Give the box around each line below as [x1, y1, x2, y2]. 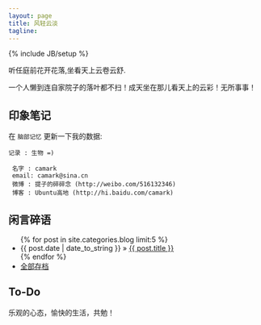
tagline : [8, 27, 38, 35]
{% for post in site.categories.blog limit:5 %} [19, 235, 168, 244]
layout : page [8, 11, 53, 20]
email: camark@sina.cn [11, 172, 89, 180]
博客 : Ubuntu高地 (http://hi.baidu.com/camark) [11, 189, 174, 198]
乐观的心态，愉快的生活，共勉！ [8, 307, 115, 317]
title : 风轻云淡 [8, 19, 58, 27]
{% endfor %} [19, 252, 67, 261]
